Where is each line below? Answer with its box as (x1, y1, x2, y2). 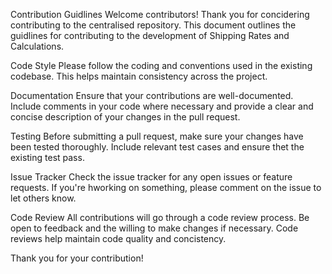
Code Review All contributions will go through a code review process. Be (10, 212, 310, 223)
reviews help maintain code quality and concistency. (10, 233, 227, 244)
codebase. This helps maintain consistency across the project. (10, 70, 268, 82)
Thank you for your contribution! (10, 252, 144, 264)
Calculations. (10, 40, 65, 52)
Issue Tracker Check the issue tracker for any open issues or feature (10, 171, 293, 183)
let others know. (10, 192, 77, 204)
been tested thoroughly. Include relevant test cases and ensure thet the (10, 141, 305, 153)
